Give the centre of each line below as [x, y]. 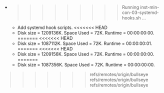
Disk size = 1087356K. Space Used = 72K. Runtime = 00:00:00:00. [86, 65]
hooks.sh [131, 18]
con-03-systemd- [140, 12]
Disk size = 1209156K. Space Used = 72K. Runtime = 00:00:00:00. [86, 54]
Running [130, 7]
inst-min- [149, 7]
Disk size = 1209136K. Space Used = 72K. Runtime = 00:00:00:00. [86, 33]
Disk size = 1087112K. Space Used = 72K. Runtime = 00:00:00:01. [85, 43]
